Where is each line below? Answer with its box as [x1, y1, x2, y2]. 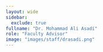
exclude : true [11, 20, 46, 26]
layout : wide [5, 8, 39, 15]
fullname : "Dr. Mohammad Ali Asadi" [5, 25, 98, 32]
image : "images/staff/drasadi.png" [5, 36, 95, 42]
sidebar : [5, 14, 28, 20]
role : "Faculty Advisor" [5, 31, 68, 37]
